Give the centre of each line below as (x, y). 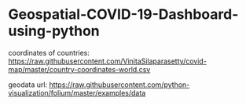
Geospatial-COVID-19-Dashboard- (123, 14)
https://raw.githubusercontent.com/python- (119, 85)
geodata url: (28, 85)
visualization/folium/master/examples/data (77, 92)
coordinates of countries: (49, 52)
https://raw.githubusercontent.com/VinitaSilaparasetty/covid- (107, 61)
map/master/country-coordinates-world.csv (79, 69)
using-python (54, 31)
